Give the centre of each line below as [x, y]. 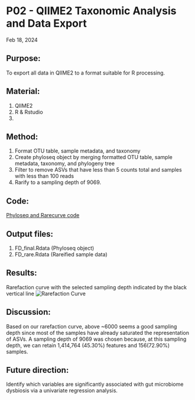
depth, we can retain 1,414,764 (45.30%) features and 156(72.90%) [88, 345]
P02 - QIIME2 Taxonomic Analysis [91, 11]
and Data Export [46, 23]
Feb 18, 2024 [22, 40]
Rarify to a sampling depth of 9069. [58, 182]
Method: [22, 136]
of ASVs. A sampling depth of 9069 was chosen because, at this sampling [96, 339]
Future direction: [38, 370]
